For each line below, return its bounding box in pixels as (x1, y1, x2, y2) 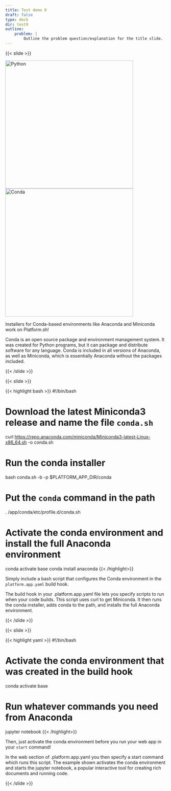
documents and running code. (5, 770, 69, 776)
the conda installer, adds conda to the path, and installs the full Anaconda (5, 601, 160, 608)
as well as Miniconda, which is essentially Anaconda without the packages (5, 352, 162, 359)
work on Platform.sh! (5, 326, 50, 332)
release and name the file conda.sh (5, 417, 154, 428)
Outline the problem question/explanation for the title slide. (23, 36, 163, 41)
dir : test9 (5, 22, 29, 27)
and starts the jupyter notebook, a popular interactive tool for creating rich (5, 764, 162, 771)
